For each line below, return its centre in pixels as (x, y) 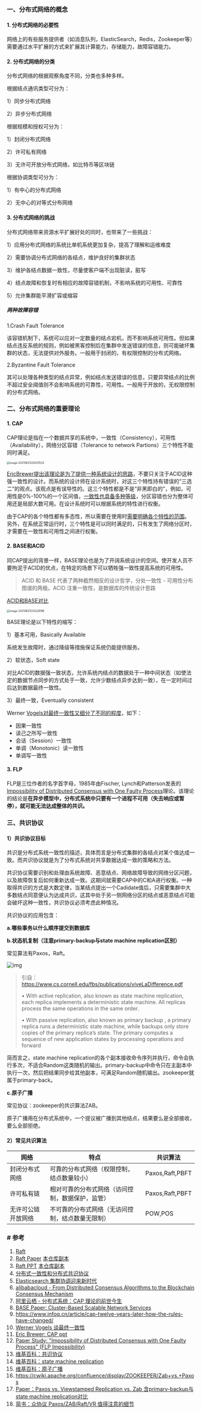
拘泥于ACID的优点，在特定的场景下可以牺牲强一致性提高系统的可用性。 (99, 568)
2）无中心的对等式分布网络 (40, 203)
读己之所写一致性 (36, 733)
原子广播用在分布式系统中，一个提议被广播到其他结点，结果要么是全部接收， (101, 1118)
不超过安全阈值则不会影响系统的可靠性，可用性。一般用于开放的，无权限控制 (101, 384)
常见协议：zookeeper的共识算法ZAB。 (54, 1106)
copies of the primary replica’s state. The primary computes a (97, 1033)
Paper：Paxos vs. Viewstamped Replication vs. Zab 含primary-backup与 (104, 1389)
